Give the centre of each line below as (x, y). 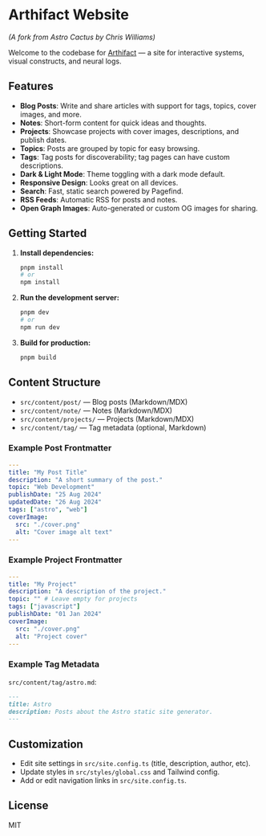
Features (31, 86)
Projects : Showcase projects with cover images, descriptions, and (129, 131)
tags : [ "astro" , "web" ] (48, 510)
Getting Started (48, 233)
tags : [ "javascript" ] (44, 607)
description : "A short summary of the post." (85, 479)
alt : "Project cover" (52, 636)
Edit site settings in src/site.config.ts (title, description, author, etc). (135, 764)
